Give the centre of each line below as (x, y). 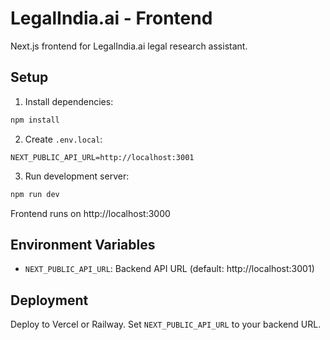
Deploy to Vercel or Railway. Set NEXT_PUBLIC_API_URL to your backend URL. (166, 324)
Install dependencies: (69, 101)
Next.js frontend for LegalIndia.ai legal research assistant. (129, 46)
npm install (35, 120)
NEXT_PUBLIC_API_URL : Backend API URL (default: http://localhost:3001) (169, 269)
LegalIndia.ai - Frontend (111, 18)
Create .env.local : (63, 139)
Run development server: (77, 176)
